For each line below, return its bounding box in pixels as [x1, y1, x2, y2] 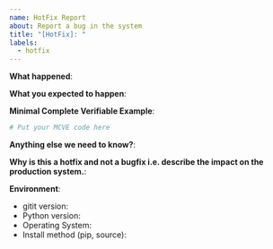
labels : [9, 38, 39, 47]
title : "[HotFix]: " [9, 30, 87, 39]
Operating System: [22, 220, 92, 230]
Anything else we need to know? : [9, 140, 136, 150]
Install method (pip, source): [22, 229, 128, 240]
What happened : [9, 71, 74, 82]
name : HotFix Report [9, 13, 87, 22]
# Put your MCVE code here [9, 123, 110, 133]
